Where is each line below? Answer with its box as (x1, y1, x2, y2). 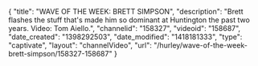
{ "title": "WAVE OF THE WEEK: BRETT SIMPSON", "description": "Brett (8, 7, 244, 16)
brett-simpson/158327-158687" (8, 49, 113, 58)
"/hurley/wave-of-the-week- (154, 41, 248, 50)
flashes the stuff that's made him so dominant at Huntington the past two (8, 15, 251, 25)
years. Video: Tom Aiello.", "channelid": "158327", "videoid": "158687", (8, 24, 241, 33)
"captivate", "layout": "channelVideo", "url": (8, 41, 153, 50)
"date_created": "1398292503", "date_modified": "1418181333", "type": (8, 32, 243, 41)
